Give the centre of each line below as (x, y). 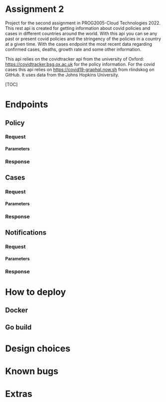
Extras (19, 394)
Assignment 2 (35, 9)
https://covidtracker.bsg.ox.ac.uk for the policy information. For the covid (80, 64)
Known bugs (32, 371)
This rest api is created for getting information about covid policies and (78, 28)
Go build (18, 327)
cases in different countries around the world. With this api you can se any (81, 33)
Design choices (38, 348)
